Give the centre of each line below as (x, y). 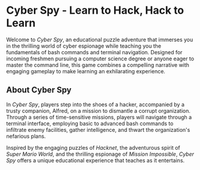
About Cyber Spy (39, 90)
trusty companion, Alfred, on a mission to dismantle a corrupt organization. (99, 110)
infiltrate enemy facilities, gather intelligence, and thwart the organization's (98, 129)
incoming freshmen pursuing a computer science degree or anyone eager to (100, 58)
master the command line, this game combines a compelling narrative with (98, 65)
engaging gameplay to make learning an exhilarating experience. (86, 71)
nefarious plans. (26, 136)
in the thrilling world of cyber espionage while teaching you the (84, 46)
